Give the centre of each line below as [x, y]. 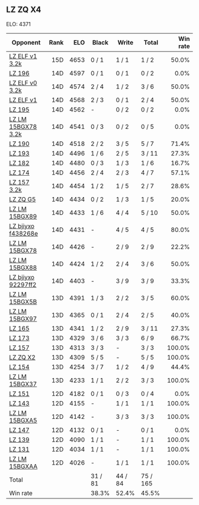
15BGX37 [23, 384]
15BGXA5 [23, 420]
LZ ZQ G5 [23, 199]
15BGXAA [23, 466]
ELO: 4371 [18, 24]
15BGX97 [23, 319]
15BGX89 [23, 216]
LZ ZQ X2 [22, 357]
